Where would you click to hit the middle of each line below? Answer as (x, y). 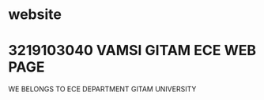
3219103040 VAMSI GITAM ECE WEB (132, 51)
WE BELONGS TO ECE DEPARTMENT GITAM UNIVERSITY (102, 89)
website (35, 15)
